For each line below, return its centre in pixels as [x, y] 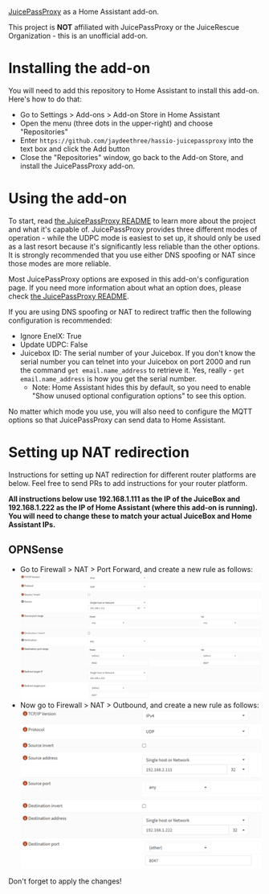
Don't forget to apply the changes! [65, 881]
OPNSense [36, 550]
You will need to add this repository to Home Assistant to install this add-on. [134, 90]
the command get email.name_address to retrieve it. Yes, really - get [132, 370]
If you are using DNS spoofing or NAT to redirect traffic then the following [130, 311]
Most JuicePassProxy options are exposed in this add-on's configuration [128, 279]
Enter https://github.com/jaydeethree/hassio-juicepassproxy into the [137, 140]
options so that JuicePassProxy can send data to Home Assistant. [117, 420]
